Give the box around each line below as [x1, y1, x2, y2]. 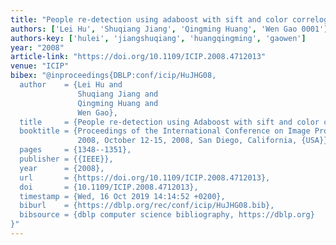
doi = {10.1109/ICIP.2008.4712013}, [19, 182, 199, 192]
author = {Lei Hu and [19, 80, 123, 90]
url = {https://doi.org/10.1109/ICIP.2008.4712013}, [19, 172, 271, 183]
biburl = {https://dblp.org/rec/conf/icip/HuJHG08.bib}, [19, 201, 275, 211]
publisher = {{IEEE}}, [19, 154, 114, 164]
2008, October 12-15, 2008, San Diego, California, [77, 136, 298, 146]
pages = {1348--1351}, [19, 145, 132, 155]
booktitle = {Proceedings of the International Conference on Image [19, 126, 311, 136]
